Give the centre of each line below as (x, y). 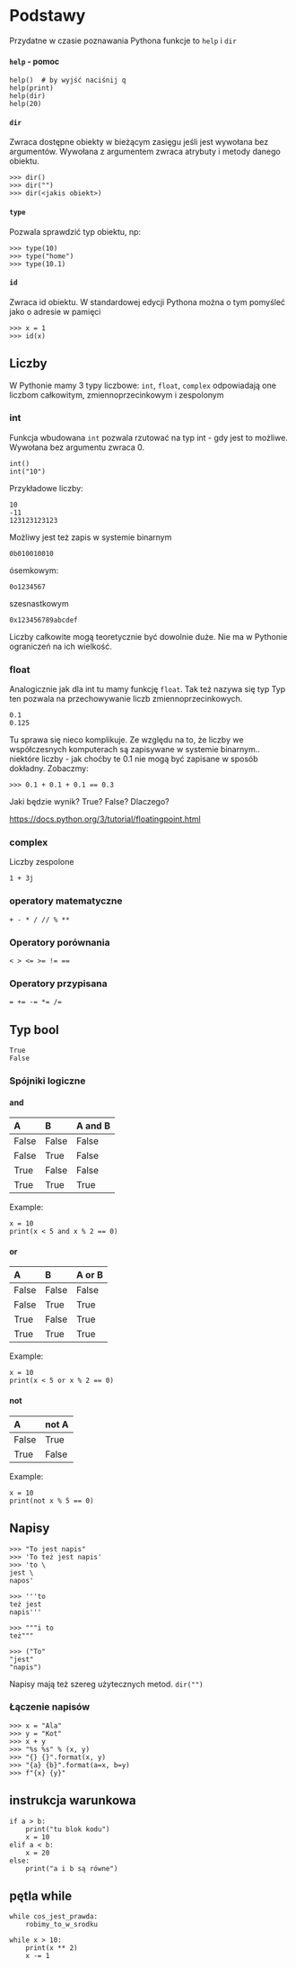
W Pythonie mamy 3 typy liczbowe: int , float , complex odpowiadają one (143, 385)
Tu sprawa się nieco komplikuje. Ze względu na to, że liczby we (126, 740)
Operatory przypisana (58, 984)
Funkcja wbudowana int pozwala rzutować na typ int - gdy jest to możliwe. (149, 437)
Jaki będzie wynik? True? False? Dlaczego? (90, 802)
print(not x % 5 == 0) (52, 1501)
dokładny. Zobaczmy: (49, 768)
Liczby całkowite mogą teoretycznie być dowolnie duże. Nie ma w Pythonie (148, 636)
